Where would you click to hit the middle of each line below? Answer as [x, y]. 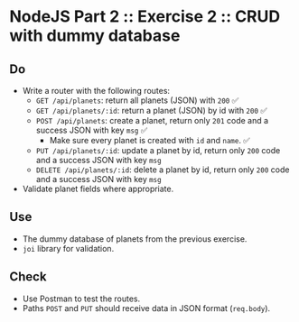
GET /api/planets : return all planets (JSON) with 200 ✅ [137, 100]
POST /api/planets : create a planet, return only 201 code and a [152, 120]
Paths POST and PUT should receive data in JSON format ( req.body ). [146, 308]
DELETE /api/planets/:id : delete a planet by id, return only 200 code [163, 170]
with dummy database [95, 36]
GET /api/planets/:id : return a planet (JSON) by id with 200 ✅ [152, 110]
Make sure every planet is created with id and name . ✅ [149, 140]
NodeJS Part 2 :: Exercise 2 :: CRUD [145, 17]
